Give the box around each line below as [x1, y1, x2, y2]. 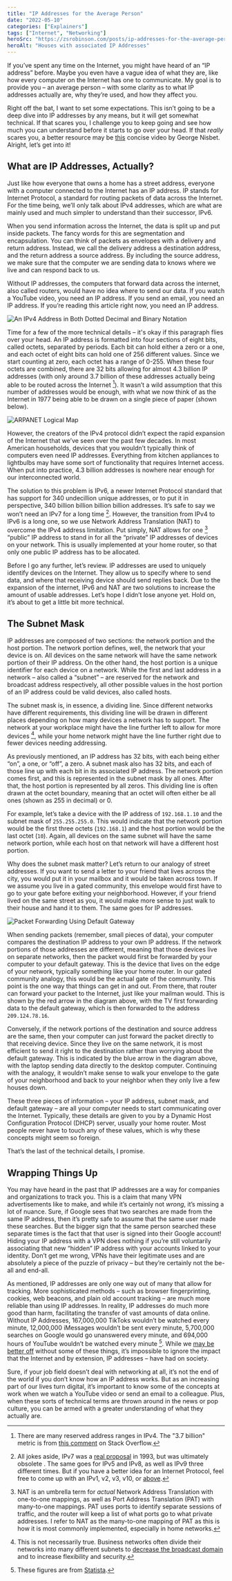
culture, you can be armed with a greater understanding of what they [7, 1404, 204, 1412]
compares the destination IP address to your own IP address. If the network [7, 938, 222, 947]
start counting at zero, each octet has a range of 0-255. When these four [7, 357, 215, 366]
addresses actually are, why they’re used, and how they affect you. [7, 91, 198, 99]
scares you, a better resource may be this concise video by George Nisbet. [7, 133, 220, 142]
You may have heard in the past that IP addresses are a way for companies [7, 1186, 220, 1194]
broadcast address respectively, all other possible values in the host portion [7, 680, 223, 688]
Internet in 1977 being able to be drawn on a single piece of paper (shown [7, 395, 217, 404]
